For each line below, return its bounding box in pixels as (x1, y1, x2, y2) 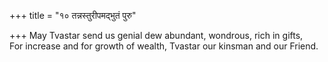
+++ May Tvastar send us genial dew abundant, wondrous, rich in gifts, (9, 30, 304, 41)
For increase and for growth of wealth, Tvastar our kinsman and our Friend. (9, 40, 319, 52)
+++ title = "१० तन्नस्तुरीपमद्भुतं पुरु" (9, 10, 137, 21)
